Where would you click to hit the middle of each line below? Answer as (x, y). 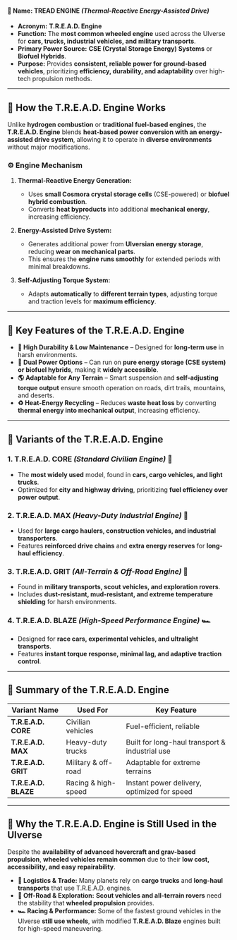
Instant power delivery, (164, 783)
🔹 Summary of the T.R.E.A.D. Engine (88, 690)
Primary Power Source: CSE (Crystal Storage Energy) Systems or (115, 49)
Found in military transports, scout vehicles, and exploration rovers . (119, 587)
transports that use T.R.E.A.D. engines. (74, 888)
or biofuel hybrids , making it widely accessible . (88, 370)
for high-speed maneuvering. (60, 929)
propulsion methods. (62, 79)
